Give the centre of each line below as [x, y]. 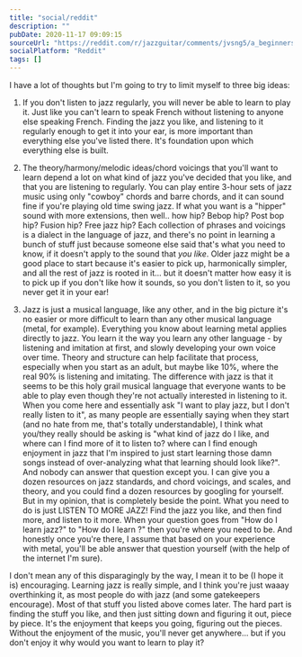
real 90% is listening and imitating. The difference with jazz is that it [148, 376]
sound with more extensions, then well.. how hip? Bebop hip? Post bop [153, 216]
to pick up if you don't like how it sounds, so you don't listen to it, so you [156, 283]
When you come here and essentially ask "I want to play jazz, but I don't [156, 405]
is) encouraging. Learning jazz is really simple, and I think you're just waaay [149, 585]
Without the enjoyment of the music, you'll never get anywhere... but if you [147, 633]
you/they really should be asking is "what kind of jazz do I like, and [146, 434]
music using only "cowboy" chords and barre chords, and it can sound [153, 196]
